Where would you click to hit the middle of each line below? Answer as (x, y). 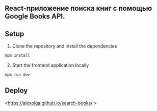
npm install (17, 56)
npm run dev (17, 75)
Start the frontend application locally (50, 65)
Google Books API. (35, 17)
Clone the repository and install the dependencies (64, 46)
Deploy (16, 91)
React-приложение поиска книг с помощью (78, 8)
